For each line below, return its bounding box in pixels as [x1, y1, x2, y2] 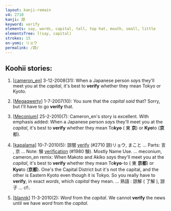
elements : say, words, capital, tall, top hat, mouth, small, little [5, 26, 156, 32]
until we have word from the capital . [12, 200, 89, 206]
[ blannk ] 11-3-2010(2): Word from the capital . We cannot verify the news [12, 195, 165, 201]
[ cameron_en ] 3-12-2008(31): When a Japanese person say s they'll [12, 77, 155, 84]
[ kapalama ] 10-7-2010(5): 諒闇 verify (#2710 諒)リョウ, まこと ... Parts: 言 [12, 142, 166, 148]
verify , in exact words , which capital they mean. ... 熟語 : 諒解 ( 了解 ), [12, 178, 159, 185]
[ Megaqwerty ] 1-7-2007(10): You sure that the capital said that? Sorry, [12, 98, 160, 104]
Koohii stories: [5, 64, 52, 73]
